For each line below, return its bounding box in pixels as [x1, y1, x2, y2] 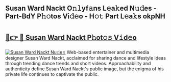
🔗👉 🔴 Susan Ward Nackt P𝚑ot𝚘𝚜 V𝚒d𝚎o [5, 33, 137, 42]
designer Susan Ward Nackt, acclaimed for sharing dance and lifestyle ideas [5, 55, 166, 61]
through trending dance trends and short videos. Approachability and [5, 61, 151, 66]
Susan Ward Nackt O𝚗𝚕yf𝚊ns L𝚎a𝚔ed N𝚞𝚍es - [5, 4, 157, 13]
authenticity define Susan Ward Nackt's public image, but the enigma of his [5, 66, 164, 72]
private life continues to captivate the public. [5, 71, 99, 77]
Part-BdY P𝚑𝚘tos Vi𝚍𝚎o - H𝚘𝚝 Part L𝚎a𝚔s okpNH [5, 12, 165, 21]
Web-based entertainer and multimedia [66, 49, 150, 55]
